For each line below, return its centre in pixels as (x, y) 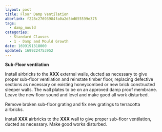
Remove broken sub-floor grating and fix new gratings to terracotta (73, 104)
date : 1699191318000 (26, 46)
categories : (17, 32)
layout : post (18, 10)
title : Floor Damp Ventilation (37, 14)
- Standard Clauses (29, 37)
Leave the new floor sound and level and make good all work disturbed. (77, 95)
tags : (10, 23)
